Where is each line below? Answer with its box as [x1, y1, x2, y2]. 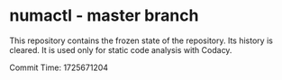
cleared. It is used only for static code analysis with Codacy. [9, 44, 232, 55]
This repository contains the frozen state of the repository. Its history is [9, 35, 273, 46]
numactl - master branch [9, 5, 199, 26]
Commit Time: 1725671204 [9, 62, 109, 73]
